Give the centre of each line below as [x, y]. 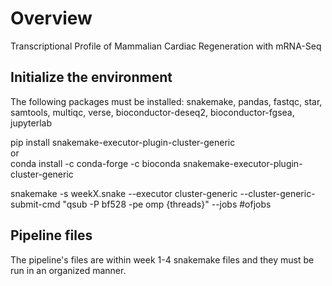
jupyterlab [31, 123]
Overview [51, 18]
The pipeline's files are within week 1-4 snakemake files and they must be [162, 259]
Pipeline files [51, 235]
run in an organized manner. [68, 270]
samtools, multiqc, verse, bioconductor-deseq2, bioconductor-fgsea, [152, 112]
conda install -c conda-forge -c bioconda [95, 163]
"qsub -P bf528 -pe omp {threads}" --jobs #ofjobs [167, 204]
